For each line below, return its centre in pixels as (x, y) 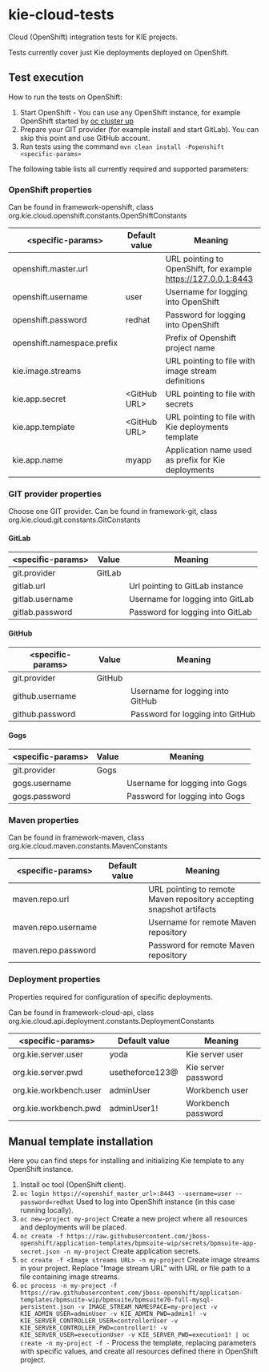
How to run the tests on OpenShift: (65, 97)
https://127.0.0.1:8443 (209, 279)
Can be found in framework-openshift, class (81, 207)
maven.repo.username (55, 928)
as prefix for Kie (195, 460)
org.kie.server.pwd (48, 1072)
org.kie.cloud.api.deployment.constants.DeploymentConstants (111, 1021)
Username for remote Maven (202, 922)
